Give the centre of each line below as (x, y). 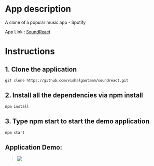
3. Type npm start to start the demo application (77, 122)
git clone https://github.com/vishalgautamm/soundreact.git (67, 80)
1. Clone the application (41, 69)
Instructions (30, 51)
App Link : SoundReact (28, 32)
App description (38, 9)
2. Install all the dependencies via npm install (74, 95)
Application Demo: (34, 147)
